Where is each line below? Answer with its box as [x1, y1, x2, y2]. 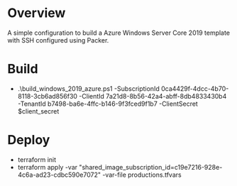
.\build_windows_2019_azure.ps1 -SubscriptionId [17, 84, 160, 93]
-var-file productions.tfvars [102, 170, 182, 179]
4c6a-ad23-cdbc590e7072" [17, 170, 101, 179]
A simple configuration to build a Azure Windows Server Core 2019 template [7, 28, 231, 37]
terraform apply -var [17, 163, 78, 171]
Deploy [7, 132, 50, 148]
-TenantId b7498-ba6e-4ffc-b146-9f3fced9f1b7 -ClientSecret [17, 99, 199, 108]
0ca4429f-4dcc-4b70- [160, 84, 229, 93]
